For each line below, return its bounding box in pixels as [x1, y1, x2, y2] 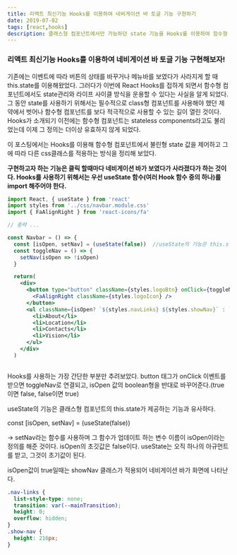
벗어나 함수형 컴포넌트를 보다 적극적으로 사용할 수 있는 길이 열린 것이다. [25, 107, 222, 116]
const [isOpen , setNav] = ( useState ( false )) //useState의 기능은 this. [13, 241, 226, 248]
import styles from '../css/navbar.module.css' [7, 202, 150, 209]
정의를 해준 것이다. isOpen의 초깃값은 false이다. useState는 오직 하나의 [7, 442, 205, 450]
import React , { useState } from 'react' [7, 196, 131, 203]
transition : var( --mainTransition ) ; [13, 502, 121, 509]
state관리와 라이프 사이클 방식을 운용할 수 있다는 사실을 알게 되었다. [43, 90, 229, 98]
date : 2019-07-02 [7, 17, 59, 24]
